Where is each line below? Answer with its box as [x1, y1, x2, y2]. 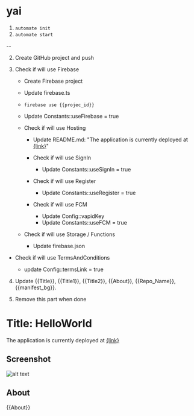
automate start [14, 31, 54, 37]
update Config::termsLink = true [23, 266, 104, 273]
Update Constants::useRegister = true [42, 189, 136, 196]
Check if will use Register [33, 177, 96, 185]
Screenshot [6, 354, 51, 365]
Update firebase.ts [23, 89, 70, 96]
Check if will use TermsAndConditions [14, 254, 110, 261]
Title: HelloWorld [6, 317, 92, 330]
